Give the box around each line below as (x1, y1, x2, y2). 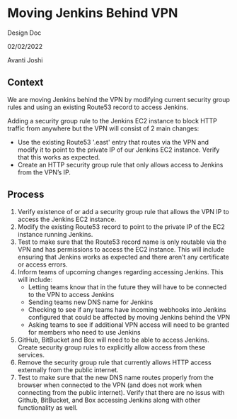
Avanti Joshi (7, 55, 43, 65)
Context (7, 77, 44, 89)
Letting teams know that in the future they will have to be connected (28, 282, 227, 291)
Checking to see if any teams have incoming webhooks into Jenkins (28, 305, 226, 313)
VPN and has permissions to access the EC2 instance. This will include (17, 245, 225, 253)
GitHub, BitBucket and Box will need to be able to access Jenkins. (17, 335, 210, 344)
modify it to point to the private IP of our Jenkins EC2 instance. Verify (17, 145, 220, 154)
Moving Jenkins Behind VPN (7, 5, 178, 21)
